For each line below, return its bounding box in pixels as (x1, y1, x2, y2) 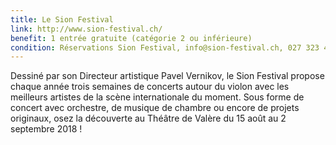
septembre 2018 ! (10, 123, 83, 135)
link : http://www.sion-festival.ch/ (10, 24, 163, 34)
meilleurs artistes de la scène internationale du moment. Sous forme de (10, 91, 305, 103)
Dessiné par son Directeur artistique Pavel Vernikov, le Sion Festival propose (10, 70, 325, 82)
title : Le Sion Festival (10, 14, 114, 25)
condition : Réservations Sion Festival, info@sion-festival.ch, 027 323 (10, 42, 320, 53)
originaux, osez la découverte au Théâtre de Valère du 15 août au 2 (10, 112, 287, 125)
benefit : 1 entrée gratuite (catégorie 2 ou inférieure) (10, 33, 253, 43)
